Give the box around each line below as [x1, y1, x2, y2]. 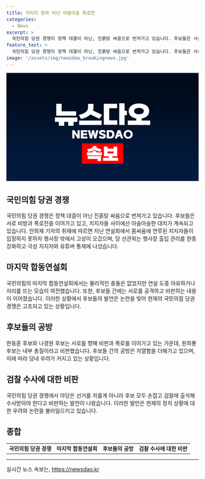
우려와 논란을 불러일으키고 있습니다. [12, 407, 98, 414]
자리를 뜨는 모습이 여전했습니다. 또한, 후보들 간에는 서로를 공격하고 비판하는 [6, 287, 185, 294]
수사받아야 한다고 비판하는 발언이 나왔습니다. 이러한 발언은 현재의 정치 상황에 [6, 399, 189, 406]
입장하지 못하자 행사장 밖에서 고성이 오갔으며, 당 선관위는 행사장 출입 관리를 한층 [6, 235, 197, 243]
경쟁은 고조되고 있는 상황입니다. [6, 302, 82, 310]
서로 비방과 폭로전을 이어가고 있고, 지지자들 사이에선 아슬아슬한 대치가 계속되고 [6, 220, 194, 227]
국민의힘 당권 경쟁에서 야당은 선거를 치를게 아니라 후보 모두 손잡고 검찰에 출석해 [6, 392, 195, 399]
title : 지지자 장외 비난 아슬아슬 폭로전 [6, 10, 95, 16]
